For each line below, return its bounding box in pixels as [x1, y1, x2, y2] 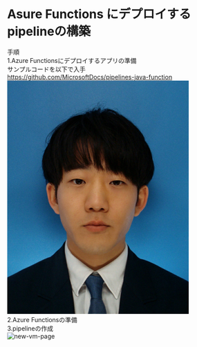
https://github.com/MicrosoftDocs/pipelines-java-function [7, 73, 173, 81]
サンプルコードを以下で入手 [7, 65, 86, 73]
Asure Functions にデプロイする [7, 6, 191, 22]
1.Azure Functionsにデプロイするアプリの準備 [7, 56, 137, 64]
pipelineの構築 [7, 24, 91, 39]
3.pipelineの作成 [7, 324, 54, 332]
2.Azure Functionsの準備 [7, 315, 77, 323]
